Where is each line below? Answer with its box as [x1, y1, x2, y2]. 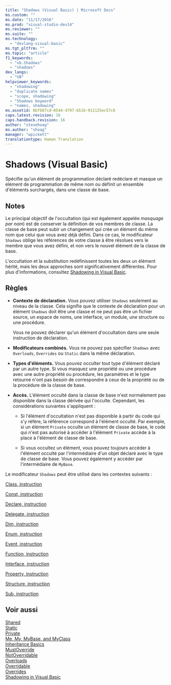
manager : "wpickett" [5, 132, 50, 137]
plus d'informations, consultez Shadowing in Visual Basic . [5, 269, 127, 275]
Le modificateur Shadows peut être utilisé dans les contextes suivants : [5, 471, 152, 477]
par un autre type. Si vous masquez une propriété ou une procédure [12, 366, 157, 372]
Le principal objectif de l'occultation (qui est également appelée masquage [5, 215, 164, 221]
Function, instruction [5, 551, 49, 557]
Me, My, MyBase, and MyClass [5, 636, 71, 642]
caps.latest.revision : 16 [5, 113, 60, 118]
